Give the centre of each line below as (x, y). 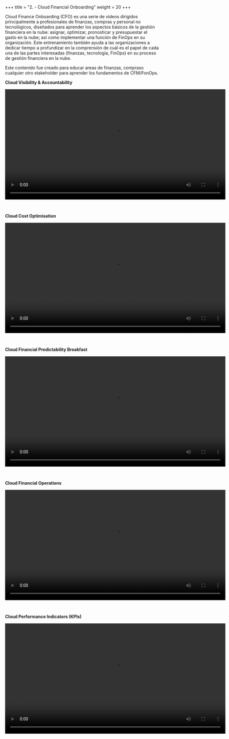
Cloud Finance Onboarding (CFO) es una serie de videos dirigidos (71, 16)
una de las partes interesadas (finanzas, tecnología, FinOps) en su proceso (81, 53)
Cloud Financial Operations (34, 483)
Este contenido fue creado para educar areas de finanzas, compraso (74, 68)
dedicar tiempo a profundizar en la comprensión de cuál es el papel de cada (82, 48)
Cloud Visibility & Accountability (39, 82)
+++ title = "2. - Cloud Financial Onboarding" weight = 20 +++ (68, 7)
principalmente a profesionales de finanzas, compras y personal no (73, 22)
